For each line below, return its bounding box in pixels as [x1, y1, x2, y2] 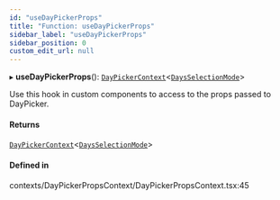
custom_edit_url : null [9, 47, 95, 56]
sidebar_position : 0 [9, 38, 87, 48]
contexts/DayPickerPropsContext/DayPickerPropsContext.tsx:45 [9, 179, 249, 190]
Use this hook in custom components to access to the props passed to [9, 89, 272, 100]
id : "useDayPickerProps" [9, 13, 103, 23]
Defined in [9, 159, 50, 170]
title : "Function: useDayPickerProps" [9, 22, 155, 31]
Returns [9, 119, 41, 130]
